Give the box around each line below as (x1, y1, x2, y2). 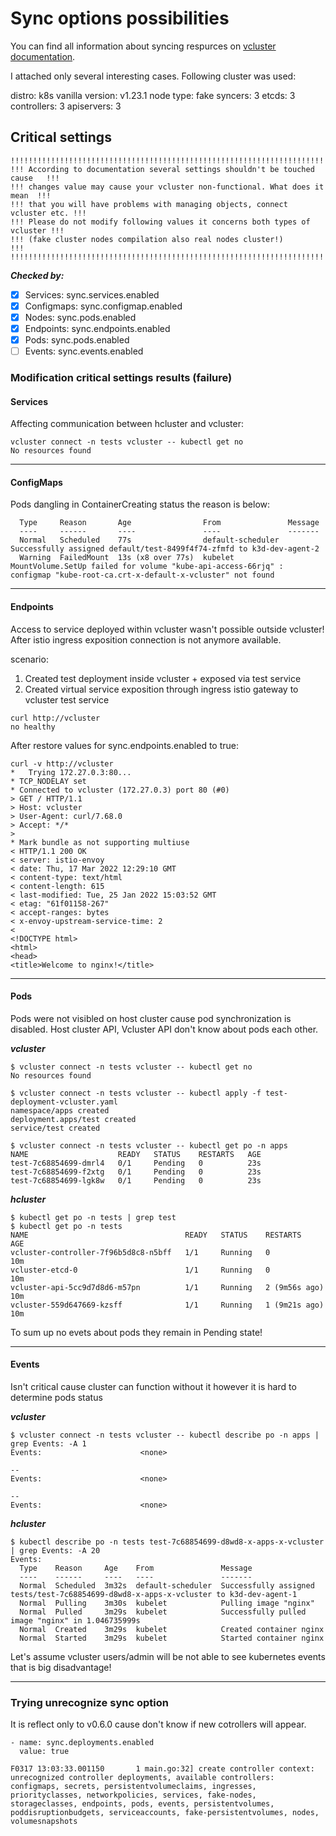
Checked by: (10, 269, 65, 281)
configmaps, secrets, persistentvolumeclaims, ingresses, (10, 1782, 257, 1792)
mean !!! (10, 190, 52, 201)
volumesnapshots (10, 1817, 78, 1827)
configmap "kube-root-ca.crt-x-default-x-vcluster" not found (10, 570, 275, 581)
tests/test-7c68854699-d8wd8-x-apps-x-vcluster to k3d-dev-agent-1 (10, 1590, 298, 1600)
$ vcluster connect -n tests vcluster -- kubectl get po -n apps (10, 1140, 288, 1151)
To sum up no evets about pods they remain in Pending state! (10, 1326, 263, 1338)
